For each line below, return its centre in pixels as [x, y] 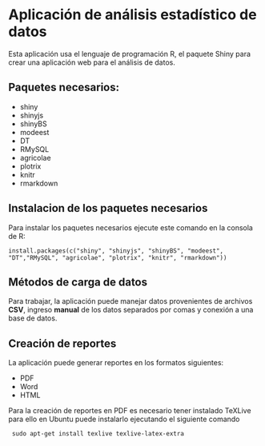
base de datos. [33, 318]
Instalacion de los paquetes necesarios [108, 208]
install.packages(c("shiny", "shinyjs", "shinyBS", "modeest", [116, 251]
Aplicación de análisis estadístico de [133, 15]
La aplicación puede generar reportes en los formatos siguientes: [116, 363]
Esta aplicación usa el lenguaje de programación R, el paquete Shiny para [129, 54]
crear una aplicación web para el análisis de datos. [92, 62]
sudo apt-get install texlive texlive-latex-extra [98, 434]
